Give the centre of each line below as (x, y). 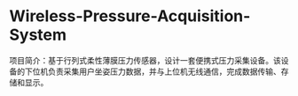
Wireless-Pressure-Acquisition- (130, 16)
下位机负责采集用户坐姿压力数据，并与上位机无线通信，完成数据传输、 (153, 71)
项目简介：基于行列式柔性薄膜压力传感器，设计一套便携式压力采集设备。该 (145, 60)
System (38, 35)
